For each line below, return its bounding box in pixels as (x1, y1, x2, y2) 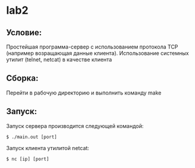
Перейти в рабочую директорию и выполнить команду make (6, 89, 162, 96)
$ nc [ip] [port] (6, 156, 49, 162)
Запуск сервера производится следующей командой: (6, 122, 144, 129)
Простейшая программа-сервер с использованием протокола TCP (6, 43, 178, 50)
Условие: (6, 28, 42, 38)
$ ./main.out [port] (6, 134, 58, 140)
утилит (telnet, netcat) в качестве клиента (6, 56, 112, 63)
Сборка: (6, 73, 39, 84)
